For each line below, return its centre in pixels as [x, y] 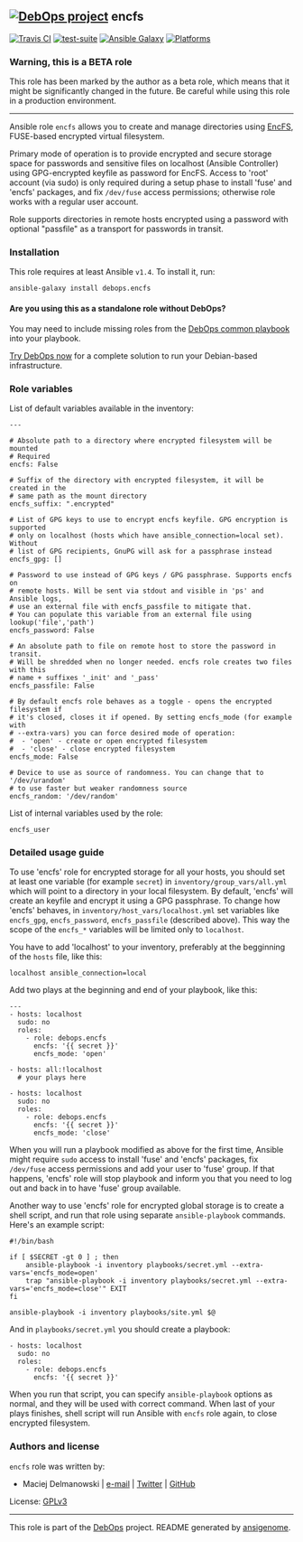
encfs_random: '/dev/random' [64, 796]
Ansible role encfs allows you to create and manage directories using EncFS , [151, 126]
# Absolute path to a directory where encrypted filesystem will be [141, 440]
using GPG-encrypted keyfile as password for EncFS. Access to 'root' [139, 173]
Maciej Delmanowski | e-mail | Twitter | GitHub [109, 1483]
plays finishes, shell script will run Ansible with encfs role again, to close [143, 1414]
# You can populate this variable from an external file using [131, 614]
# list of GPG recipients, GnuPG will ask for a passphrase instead [141, 551]
